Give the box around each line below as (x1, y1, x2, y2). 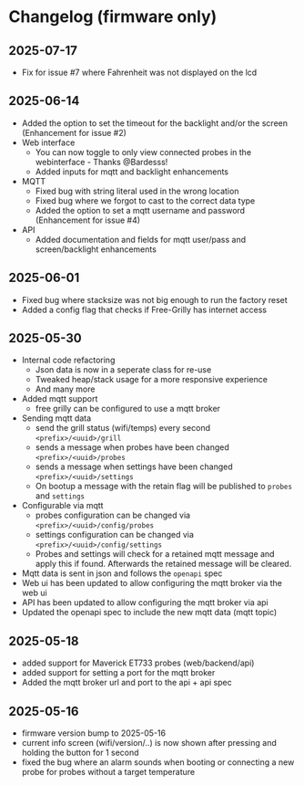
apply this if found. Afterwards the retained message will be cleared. (35, 559, 292, 570)
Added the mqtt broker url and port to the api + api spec (21, 677, 233, 688)
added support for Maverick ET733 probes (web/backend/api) (21, 657, 255, 668)
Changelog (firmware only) (8, 6, 218, 27)
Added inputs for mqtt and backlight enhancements (35, 166, 229, 177)
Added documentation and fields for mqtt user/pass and (35, 234, 247, 245)
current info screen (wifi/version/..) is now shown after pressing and (21, 738, 277, 749)
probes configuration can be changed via (35, 509, 191, 521)
